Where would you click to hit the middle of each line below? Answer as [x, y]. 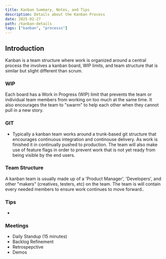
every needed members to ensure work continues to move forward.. [75, 189]
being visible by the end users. [44, 155]
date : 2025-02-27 [23, 19]
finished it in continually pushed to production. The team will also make [85, 144]
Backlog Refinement [33, 242]
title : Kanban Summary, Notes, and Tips [48, 10]
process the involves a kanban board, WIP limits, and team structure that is [82, 65]
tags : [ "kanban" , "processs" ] [36, 28]
